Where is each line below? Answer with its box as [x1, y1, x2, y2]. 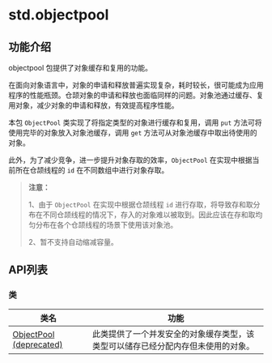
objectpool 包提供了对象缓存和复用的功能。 [8, 63, 152, 72]
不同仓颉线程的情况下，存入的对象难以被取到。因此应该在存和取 [42, 210, 256, 220]
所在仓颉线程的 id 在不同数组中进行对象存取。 [15, 165, 169, 175]
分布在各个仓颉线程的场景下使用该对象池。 [35, 220, 178, 229]
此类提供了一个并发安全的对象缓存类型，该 [91, 328, 255, 340]
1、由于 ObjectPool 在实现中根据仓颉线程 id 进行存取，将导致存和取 [28, 200, 253, 209]
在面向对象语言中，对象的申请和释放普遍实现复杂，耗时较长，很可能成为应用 [8, 80, 264, 90]
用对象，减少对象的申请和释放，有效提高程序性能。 [8, 100, 179, 110]
